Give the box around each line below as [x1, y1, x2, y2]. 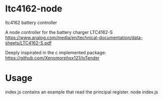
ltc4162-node [5, 3, 62, 14]
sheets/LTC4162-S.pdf [5, 39, 51, 45]
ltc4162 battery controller [5, 19, 57, 25]
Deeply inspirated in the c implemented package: [5, 49, 106, 55]
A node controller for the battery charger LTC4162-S [5, 29, 113, 35]
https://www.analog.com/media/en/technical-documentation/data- [5, 34, 143, 40]
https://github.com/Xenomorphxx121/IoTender [5, 54, 100, 60]
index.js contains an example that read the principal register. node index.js [5, 88, 158, 95]
